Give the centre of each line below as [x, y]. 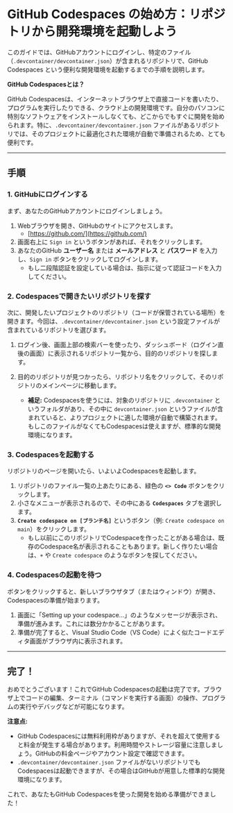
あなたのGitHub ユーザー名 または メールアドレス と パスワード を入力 [117, 250]
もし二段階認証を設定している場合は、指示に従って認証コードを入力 [124, 267]
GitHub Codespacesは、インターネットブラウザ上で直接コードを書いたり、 [115, 99]
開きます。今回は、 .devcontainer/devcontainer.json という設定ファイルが [114, 321]
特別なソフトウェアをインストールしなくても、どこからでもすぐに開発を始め [116, 116]
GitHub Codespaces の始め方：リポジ [116, 14]
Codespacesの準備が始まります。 [55, 600]
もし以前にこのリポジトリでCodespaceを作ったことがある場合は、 [123, 538]
